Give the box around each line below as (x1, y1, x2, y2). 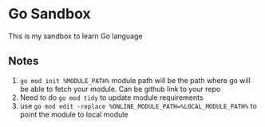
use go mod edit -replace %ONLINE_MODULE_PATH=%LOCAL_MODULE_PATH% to (19, 101, 257, 110)
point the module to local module (19, 109, 129, 119)
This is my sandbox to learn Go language (8, 31, 143, 41)
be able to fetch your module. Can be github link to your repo (19, 84, 221, 93)
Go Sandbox (8, 5, 91, 23)
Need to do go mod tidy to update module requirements (19, 93, 204, 102)
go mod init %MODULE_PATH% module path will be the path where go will (19, 75, 251, 85)
